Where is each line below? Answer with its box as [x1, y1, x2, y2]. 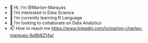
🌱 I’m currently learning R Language [9, 15, 82, 20]
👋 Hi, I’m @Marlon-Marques [9, 5, 66, 10]
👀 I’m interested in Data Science [9, 10, 74, 15]
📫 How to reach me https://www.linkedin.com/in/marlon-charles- [9, 26, 143, 31]
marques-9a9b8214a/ [9, 32, 54, 38]
